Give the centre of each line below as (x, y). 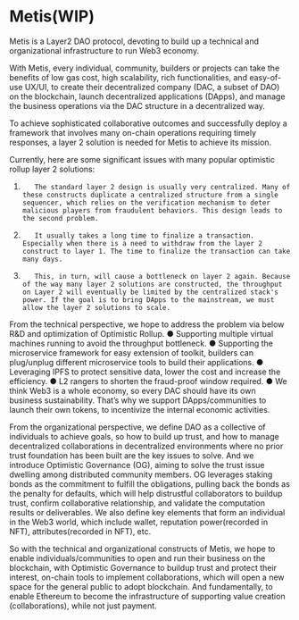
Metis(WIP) (52, 17)
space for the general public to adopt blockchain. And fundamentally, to (141, 586)
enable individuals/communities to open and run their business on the (137, 558)
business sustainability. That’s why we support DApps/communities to (138, 400)
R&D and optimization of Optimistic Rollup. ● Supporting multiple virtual (141, 333)
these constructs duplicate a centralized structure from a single (150, 195)
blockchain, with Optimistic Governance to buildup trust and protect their (143, 567)
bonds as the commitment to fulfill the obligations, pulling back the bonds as (149, 483)
